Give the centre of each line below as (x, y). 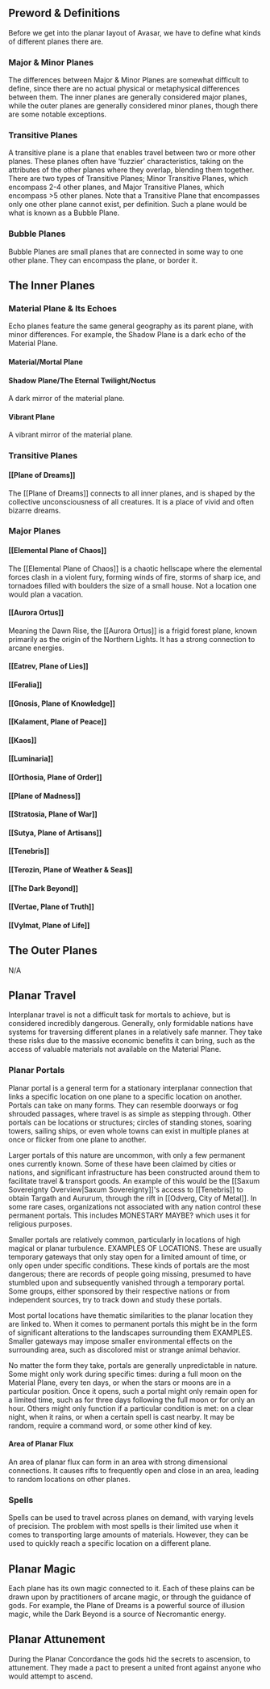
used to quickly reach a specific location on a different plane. (110, 1543)
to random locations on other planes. (69, 1479)
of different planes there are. (56, 41)
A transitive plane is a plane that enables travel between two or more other (132, 153)
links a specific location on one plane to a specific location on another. (125, 1096)
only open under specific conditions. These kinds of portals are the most (129, 1265)
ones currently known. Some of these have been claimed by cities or (122, 1163)
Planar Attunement (57, 1639)
